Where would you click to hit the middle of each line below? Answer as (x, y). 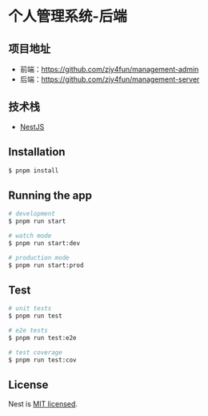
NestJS (32, 127)
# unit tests (30, 309)
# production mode (39, 257)
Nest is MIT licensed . (43, 404)
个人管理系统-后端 (68, 16)
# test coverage (35, 352)
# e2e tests (28, 331)
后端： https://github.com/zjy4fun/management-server (110, 79)
